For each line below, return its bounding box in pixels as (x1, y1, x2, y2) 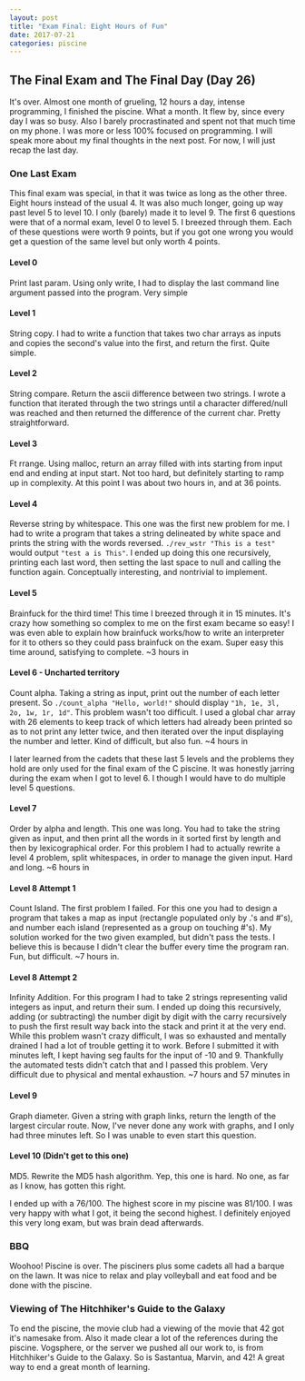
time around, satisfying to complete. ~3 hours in (9, 646, 189, 657)
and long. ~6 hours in (9, 861, 90, 872)
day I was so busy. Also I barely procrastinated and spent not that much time (9, 115, 296, 127)
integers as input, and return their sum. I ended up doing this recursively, (9, 1001, 281, 1013)
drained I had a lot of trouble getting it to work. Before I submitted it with (9, 1040, 280, 1051)
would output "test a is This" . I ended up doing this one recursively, (9, 547, 271, 559)
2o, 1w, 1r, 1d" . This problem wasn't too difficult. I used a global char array (9, 706, 296, 718)
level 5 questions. (9, 782, 75, 793)
